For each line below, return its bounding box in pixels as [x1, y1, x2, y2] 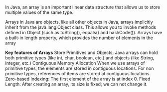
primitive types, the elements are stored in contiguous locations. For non [5, 65, 154, 71]
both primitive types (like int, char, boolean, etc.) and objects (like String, [5, 55, 155, 61]
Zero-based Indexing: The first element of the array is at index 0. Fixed [5, 76, 151, 82]
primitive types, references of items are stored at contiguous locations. [5, 71, 151, 76]
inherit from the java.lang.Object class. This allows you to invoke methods [5, 24, 156, 30]
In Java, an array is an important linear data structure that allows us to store [5, 4, 161, 10]
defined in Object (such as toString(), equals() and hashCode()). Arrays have [5, 30, 163, 35]
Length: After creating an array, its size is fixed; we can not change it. [5, 81, 148, 87]
